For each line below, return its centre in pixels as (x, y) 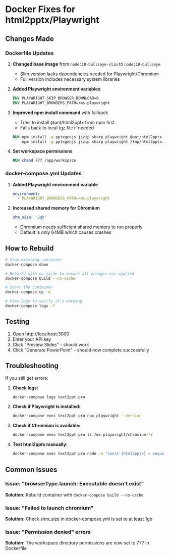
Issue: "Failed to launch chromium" (49, 508)
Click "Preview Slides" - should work (51, 344)
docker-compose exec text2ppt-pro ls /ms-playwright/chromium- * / (82, 435)
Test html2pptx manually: (40, 444)
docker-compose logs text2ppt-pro (49, 397)
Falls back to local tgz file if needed (57, 128)
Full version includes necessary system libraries (70, 79)
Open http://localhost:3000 (41, 334)
